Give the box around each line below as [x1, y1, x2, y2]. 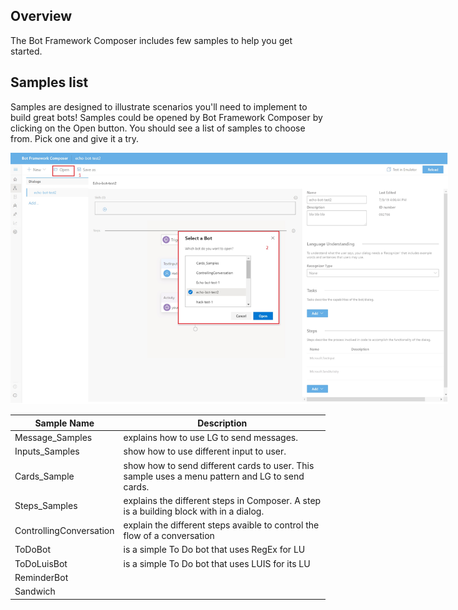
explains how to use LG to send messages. [123, 432, 298, 443]
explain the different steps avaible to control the [123, 519, 320, 531]
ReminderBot [14, 571, 69, 583]
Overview [10, 8, 73, 25]
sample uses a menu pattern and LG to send [123, 470, 305, 482]
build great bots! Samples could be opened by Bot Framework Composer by [10, 111, 323, 123]
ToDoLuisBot [14, 557, 68, 569]
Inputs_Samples [14, 445, 80, 458]
